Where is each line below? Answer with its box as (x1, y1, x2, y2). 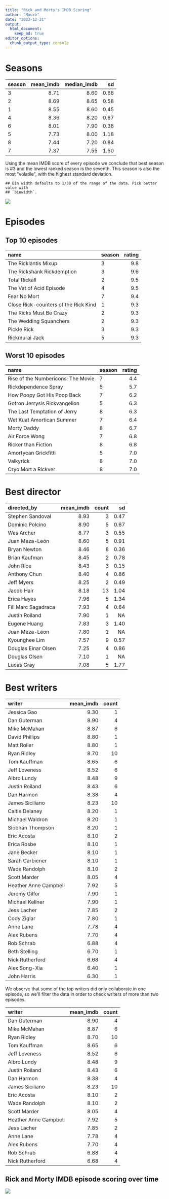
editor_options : (5, 36, 39, 41)
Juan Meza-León (8, 538, 50, 545)
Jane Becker (8, 849, 38, 856)
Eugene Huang (8, 620, 43, 627)
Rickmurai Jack (8, 334, 45, 341)
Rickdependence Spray (8, 383, 63, 390)
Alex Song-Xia (8, 964, 43, 971)
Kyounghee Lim (8, 637, 45, 644)
